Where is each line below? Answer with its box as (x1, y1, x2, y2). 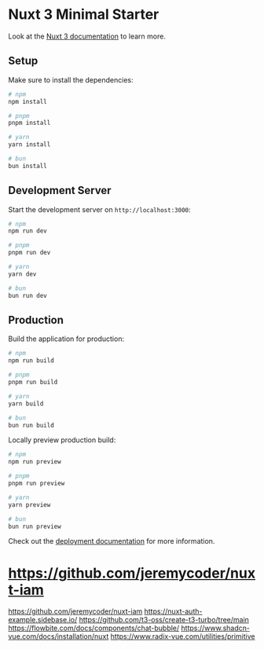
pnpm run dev (8, 249, 51, 257)
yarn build (8, 399, 44, 408)
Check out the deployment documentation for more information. (8, 537, 215, 546)
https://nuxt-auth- (144, 607, 203, 616)
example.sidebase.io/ (8, 615, 78, 625)
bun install (8, 162, 47, 170)
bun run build (8, 421, 55, 429)
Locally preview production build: (8, 435, 116, 445)
